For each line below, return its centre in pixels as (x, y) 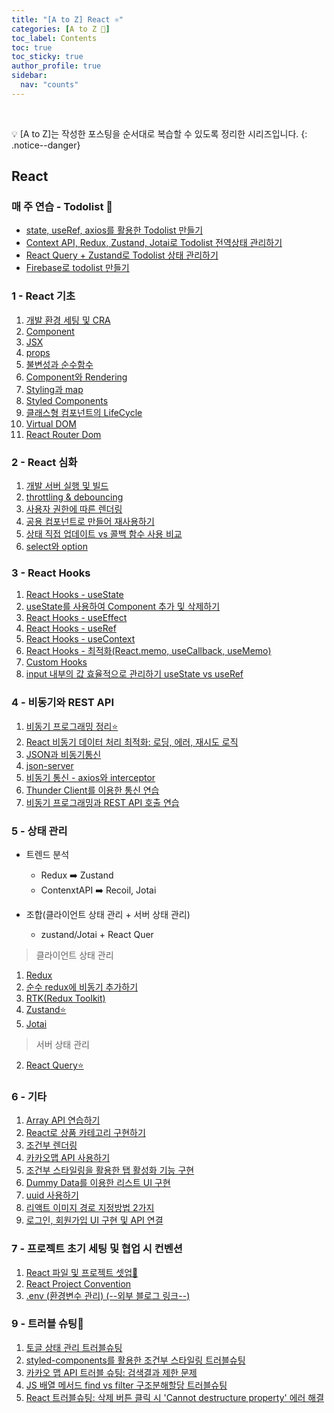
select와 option (56, 547)
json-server (49, 765)
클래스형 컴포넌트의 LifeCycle (84, 412)
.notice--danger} (46, 145)
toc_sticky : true (47, 57)
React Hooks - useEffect (76, 618)
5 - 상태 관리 (39, 831)
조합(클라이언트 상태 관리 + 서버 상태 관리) (108, 914)
